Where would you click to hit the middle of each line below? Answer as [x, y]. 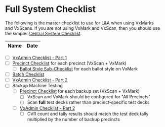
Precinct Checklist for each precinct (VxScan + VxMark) [69, 63]
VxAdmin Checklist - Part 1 [40, 58]
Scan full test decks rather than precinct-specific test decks [88, 102]
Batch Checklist [28, 74]
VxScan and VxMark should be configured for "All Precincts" [89, 97]
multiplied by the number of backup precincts [73, 119]
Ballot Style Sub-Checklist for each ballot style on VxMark [79, 69]
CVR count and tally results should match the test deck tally [88, 114]
